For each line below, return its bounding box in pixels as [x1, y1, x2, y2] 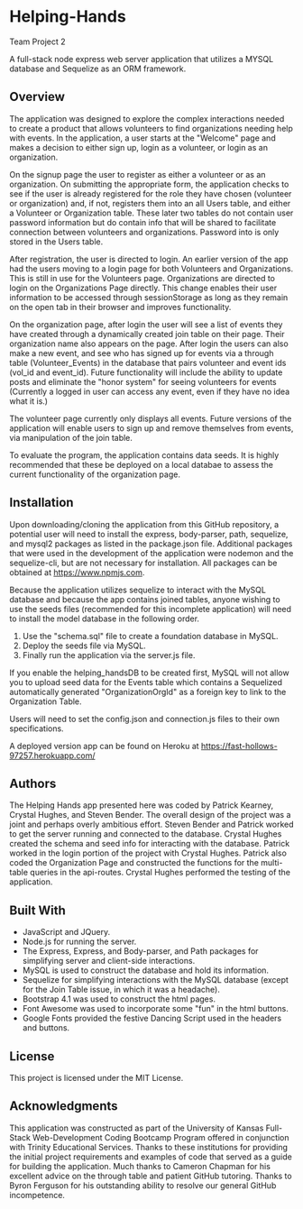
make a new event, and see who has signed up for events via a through [9, 347, 274, 358]
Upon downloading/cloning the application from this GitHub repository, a [9, 518, 280, 529]
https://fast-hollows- [201, 740, 278, 751]
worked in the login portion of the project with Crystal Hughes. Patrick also [9, 847, 287, 858]
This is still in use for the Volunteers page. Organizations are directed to [9, 272, 275, 283]
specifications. [9, 723, 65, 734]
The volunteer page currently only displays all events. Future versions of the [9, 413, 292, 424]
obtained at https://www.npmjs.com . [9, 566, 145, 578]
